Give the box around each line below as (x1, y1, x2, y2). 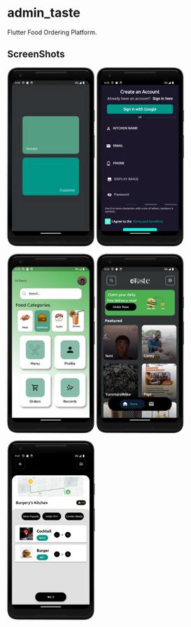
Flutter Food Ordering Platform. (7, 28, 97, 36)
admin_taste (7, 5, 80, 21)
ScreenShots (7, 48, 65, 60)
